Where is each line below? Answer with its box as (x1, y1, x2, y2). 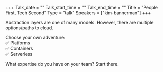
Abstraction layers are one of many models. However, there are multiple (5, 20, 154, 25)
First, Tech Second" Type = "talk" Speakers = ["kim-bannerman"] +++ (5, 10, 151, 16)
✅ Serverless (5, 51, 33, 57)
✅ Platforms (5, 40, 30, 46)
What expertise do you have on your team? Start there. (5, 61, 119, 67)
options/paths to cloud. (5, 25, 54, 31)
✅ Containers (5, 45, 33, 51)
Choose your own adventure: (5, 35, 65, 40)
